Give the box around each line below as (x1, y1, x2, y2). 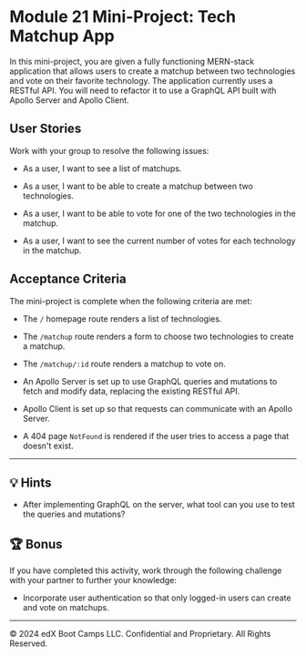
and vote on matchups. (22, 602, 109, 613)
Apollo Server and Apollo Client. (9, 94, 129, 106)
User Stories (9, 121, 82, 137)
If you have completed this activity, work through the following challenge (9, 565, 282, 576)
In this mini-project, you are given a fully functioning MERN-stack (9, 56, 255, 67)
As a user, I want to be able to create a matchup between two (22, 180, 253, 191)
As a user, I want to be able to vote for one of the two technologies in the (22, 208, 296, 219)
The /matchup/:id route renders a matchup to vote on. (22, 358, 226, 369)
